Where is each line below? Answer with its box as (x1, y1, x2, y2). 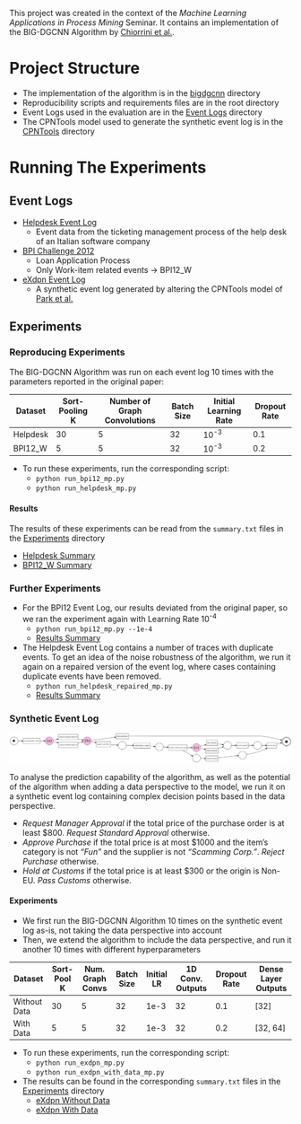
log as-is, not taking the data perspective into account (21, 925, 222, 935)
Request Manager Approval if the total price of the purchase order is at (21, 817, 285, 829)
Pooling (58, 406, 88, 417)
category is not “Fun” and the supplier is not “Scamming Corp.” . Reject (21, 846, 285, 856)
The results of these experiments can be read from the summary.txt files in (9, 522, 284, 533)
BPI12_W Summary (21, 559, 92, 570)
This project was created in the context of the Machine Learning (9, 8, 247, 18)
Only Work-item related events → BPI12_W (35, 264, 193, 275)
